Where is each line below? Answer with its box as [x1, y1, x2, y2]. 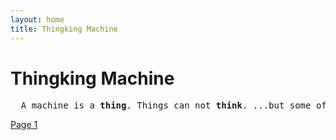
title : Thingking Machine [10, 24, 118, 34]
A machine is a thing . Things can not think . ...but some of [20, 100, 327, 111]
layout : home [10, 14, 65, 25]
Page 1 [10, 119, 38, 131]
